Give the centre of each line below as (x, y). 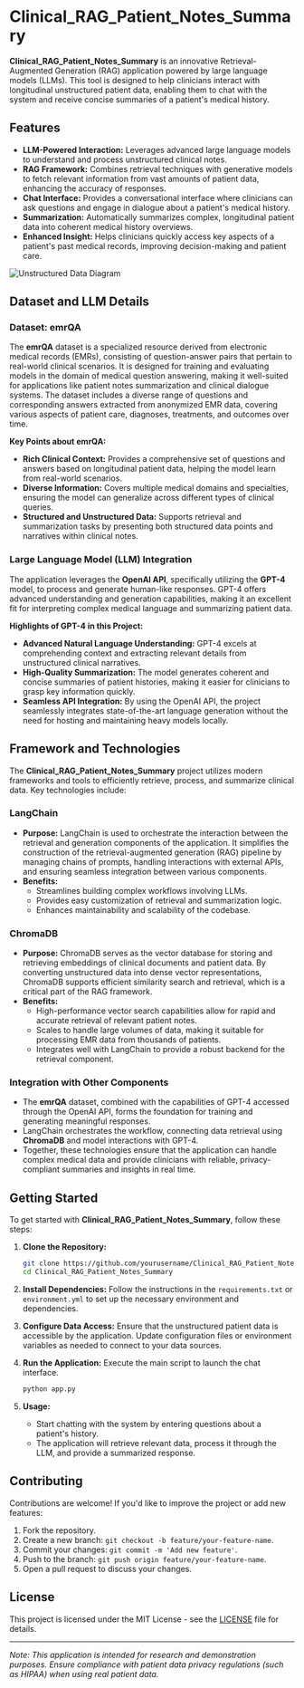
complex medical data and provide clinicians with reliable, (130, 1160)
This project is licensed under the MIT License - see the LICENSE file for (144, 1619)
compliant (41, 1169)
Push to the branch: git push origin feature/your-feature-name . (144, 1559)
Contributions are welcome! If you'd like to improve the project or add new (148, 1503)
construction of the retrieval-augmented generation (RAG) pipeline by (152, 852)
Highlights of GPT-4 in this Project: (76, 626)
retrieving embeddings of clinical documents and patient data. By (144, 963)
